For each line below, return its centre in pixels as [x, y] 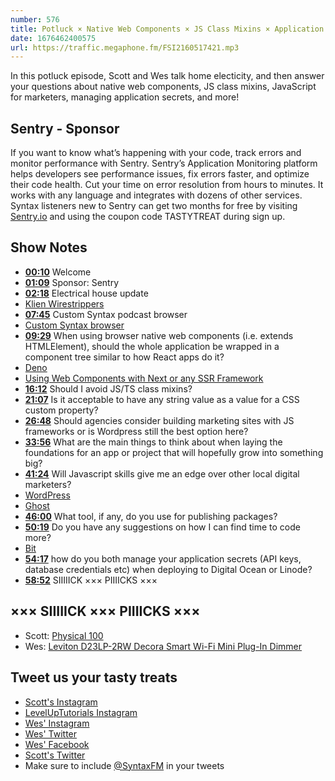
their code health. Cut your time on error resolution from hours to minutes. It [167, 185]
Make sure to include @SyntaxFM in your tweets [124, 765]
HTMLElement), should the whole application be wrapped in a [152, 346]
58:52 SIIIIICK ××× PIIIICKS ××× [91, 580]
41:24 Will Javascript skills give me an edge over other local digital [162, 473]
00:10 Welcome [58, 272]
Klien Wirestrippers [64, 303]
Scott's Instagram [61, 702]
